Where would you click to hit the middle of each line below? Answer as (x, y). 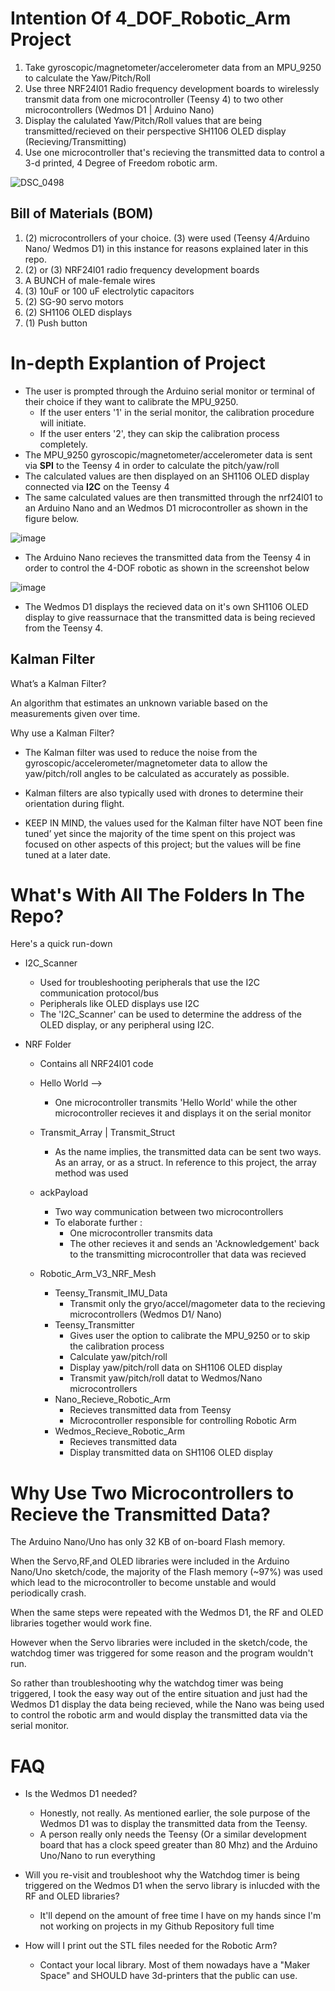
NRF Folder (48, 1044)
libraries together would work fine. (81, 1623)
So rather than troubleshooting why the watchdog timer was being (147, 1683)
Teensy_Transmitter (94, 1325)
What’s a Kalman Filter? (58, 683)
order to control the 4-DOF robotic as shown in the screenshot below (167, 568)
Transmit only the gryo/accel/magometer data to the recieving (197, 1304)
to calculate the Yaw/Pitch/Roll (87, 78)
